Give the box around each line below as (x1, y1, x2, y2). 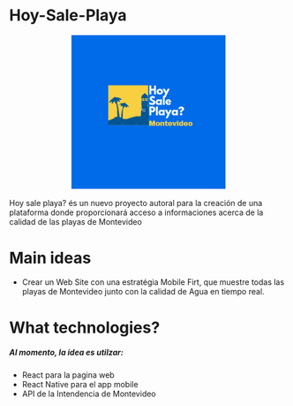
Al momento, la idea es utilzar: (9, 347, 124, 358)
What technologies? (9, 318, 161, 337)
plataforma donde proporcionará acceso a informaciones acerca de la (9, 207, 264, 218)
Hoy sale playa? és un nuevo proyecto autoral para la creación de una (9, 198, 263, 209)
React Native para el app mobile (21, 379, 139, 389)
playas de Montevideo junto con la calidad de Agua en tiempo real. (21, 287, 265, 297)
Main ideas (9, 248, 92, 268)
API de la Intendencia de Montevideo (21, 388, 156, 399)
